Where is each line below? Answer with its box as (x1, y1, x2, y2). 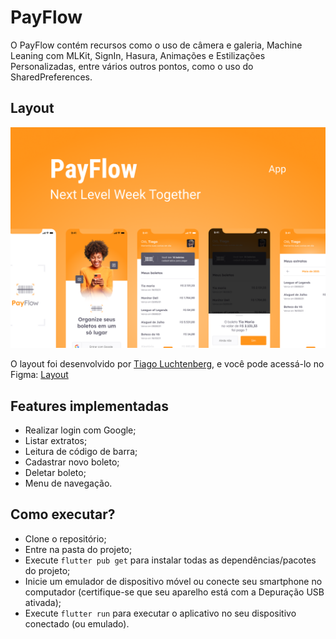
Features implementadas (10, 397, 169, 415)
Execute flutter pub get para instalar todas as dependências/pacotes (24, 554, 317, 566)
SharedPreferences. (10, 71, 93, 83)
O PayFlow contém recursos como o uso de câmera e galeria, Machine (10, 39, 303, 51)
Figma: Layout (10, 369, 69, 381)
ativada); (24, 596, 62, 608)
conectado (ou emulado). (24, 617, 130, 630)
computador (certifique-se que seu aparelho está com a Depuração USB (24, 586, 325, 598)
